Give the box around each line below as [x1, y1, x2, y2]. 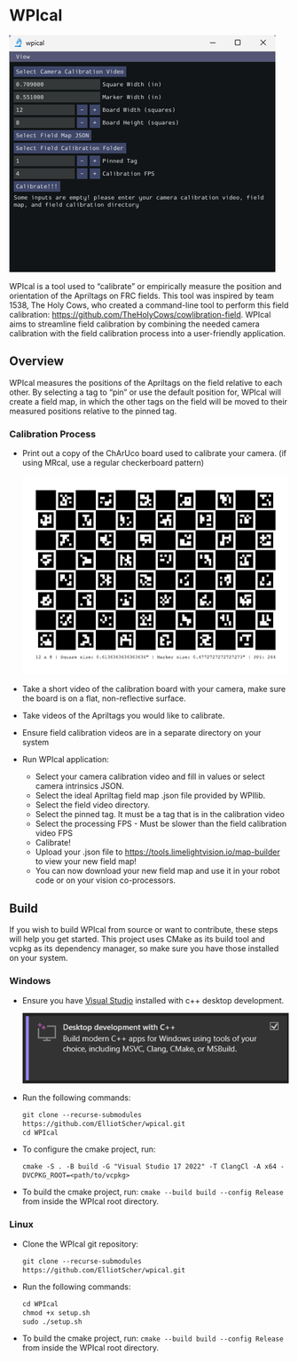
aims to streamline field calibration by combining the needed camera [9, 319, 260, 329]
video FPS [35, 828, 74, 838]
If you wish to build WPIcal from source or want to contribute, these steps [9, 925, 278, 935]
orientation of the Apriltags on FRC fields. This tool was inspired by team [9, 290, 275, 301]
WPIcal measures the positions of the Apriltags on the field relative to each [9, 377, 283, 388]
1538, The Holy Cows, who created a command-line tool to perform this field [9, 299, 289, 311]
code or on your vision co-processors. [35, 875, 176, 886]
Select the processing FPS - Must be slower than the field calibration [35, 818, 287, 830]
